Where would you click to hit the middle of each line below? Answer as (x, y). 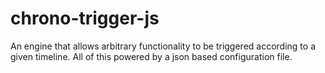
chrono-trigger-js (85, 18)
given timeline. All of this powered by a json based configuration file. (151, 56)
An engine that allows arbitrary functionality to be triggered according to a (163, 46)
